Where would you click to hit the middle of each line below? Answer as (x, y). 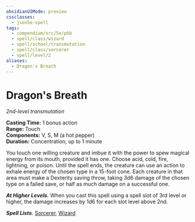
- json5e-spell (30, 22)
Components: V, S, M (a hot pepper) (51, 135)
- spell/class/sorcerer (40, 50)
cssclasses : (21, 17)
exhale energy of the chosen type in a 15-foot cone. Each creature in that (95, 171)
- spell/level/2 (31, 55)
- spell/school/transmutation (48, 45)
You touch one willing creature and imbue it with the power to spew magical (98, 153)
